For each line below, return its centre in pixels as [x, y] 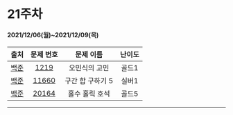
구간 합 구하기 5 [89, 81]
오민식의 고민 [89, 68]
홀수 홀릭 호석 [89, 94]
